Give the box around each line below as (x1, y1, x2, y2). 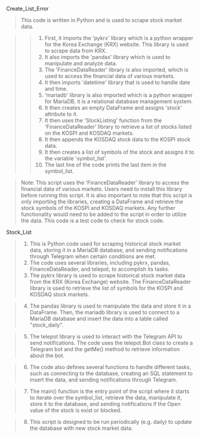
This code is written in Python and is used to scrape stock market (20, 17, 182, 23)
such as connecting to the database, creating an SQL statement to (29, 370, 193, 377)
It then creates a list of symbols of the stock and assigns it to (44, 148, 195, 156)
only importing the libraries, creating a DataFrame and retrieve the (20, 198, 183, 205)
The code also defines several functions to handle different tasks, (29, 364, 192, 370)
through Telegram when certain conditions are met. (29, 253, 156, 260)
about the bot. (29, 352, 64, 359)
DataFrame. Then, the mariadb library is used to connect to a (29, 309, 180, 315)
